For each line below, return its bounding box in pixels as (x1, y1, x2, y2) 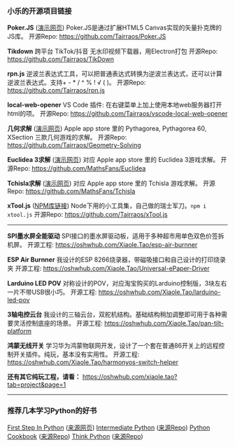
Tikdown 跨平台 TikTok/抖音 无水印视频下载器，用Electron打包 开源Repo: (7, 47, 218, 55)
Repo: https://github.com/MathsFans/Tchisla (7, 187, 136, 196)
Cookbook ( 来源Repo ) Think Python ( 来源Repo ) (7, 432, 143, 440)
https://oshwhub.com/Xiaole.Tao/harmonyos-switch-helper (7, 358, 178, 366)
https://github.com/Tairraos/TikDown (7, 55, 114, 64)
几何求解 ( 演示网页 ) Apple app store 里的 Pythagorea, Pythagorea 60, (7, 124, 207, 133)
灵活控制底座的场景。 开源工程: (13, 319, 103, 328)
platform (7, 327, 31, 335)
